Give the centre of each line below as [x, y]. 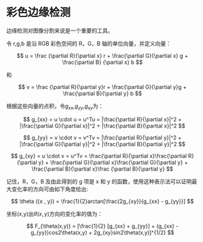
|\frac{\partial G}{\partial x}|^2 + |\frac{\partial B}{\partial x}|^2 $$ [102, 126]
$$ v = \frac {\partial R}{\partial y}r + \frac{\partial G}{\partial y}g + [102, 87]
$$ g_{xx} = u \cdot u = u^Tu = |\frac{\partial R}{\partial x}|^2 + [102, 119]
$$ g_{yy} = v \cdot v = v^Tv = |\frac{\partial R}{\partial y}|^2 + [102, 137]
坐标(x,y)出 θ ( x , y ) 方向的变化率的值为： [55, 213]
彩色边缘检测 [39, 12]
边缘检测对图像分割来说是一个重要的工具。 [60, 30]
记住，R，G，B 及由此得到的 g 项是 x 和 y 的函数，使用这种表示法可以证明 [99, 181]
